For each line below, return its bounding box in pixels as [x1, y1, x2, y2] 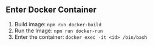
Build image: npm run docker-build [14, 20, 101, 27]
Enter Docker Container [5, 5, 97, 15]
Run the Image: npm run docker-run [14, 27, 103, 34]
